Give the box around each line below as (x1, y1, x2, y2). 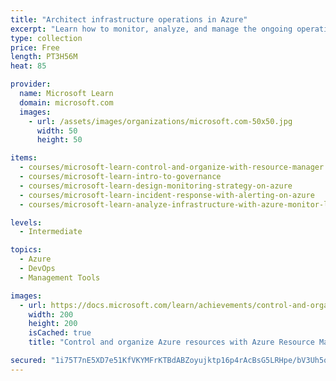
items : (10, 153, 38, 163)
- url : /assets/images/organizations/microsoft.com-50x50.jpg (28, 116, 293, 126)
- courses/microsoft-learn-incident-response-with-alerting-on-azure (19, 190, 315, 200)
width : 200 (28, 309, 74, 320)
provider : (10, 79, 52, 90)
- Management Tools (19, 272, 101, 283)
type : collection (10, 33, 83, 43)
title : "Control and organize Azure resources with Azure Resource (28, 337, 315, 348)
